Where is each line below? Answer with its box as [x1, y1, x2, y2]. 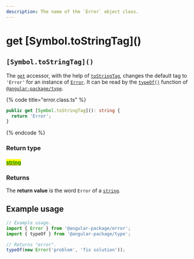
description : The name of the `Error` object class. [6, 8, 139, 15]
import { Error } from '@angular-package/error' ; [6, 225, 131, 231]
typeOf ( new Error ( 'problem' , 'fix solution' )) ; [6, 247, 126, 253]
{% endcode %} [6, 129, 46, 136]
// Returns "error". [6, 241, 57, 248]
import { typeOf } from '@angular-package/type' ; [6, 231, 131, 237]
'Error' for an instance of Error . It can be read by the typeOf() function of [6, 78, 188, 85]
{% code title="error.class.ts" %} [6, 96, 86, 103]
